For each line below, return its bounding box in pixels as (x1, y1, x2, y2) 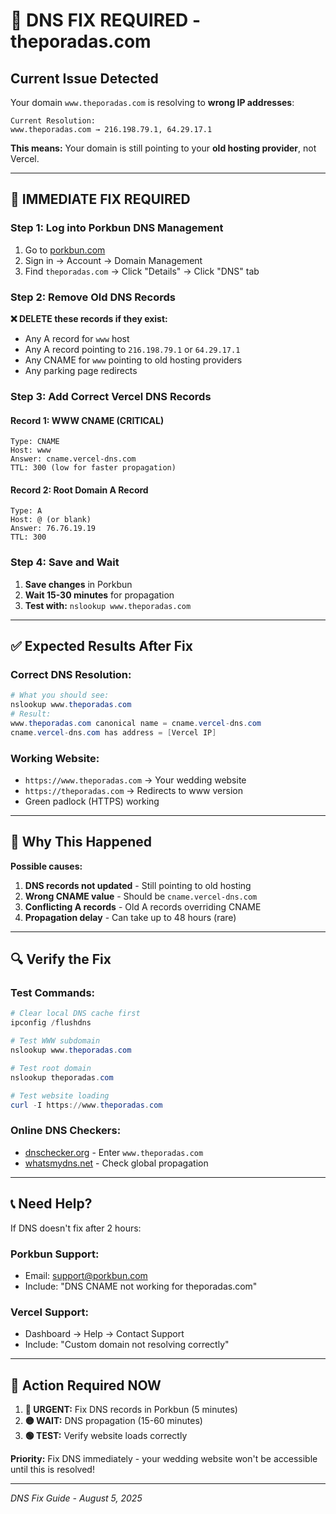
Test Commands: (10, 986, 96, 1000)
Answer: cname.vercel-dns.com (10, 454, 137, 464)
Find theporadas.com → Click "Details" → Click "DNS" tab (24, 265, 260, 277)
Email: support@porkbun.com (24, 1269, 148, 1281)
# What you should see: (10, 690, 110, 701)
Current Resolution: (10, 116, 97, 126)
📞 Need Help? (10, 1195, 93, 1213)
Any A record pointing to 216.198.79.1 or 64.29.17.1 (24, 343, 241, 355)
